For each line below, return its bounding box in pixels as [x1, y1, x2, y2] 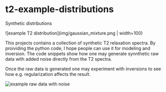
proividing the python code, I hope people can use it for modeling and [5, 45, 150, 51]
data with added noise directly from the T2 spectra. [5, 56, 112, 62]
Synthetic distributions [5, 20, 52, 26]
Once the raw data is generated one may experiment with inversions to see [5, 66, 161, 72]
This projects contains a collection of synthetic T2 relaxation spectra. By [5, 39, 156, 46]
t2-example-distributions [5, 4, 114, 15]
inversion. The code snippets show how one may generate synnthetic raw [5, 51, 159, 57]
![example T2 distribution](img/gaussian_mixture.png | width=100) [5, 30, 143, 36]
